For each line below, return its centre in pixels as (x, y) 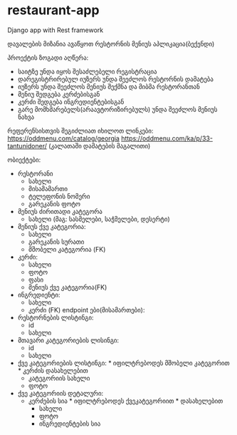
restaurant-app (53, 10)
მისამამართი (48, 188)
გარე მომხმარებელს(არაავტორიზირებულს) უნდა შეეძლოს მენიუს (117, 109)
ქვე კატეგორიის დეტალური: (60, 393)
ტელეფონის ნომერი (59, 196)
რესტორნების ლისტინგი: (56, 317)
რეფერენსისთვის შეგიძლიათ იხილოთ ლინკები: (80, 130)
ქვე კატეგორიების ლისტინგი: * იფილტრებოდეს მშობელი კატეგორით (123, 363)
